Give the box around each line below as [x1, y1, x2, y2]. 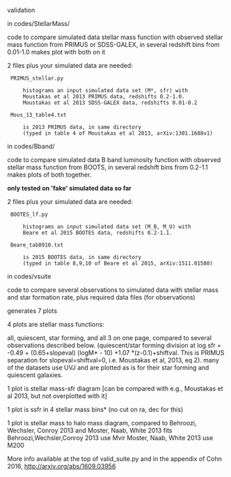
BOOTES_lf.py [10, 211, 49, 218]
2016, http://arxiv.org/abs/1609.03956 [7, 462, 116, 470]
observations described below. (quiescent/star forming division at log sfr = [7, 342, 221, 349]
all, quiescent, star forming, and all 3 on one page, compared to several [7, 334, 212, 342]
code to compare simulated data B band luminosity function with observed [7, 156, 221, 163]
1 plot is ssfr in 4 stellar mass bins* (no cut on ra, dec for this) [7, 405, 184, 413]
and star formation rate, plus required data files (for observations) [7, 293, 196, 301]
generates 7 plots [7, 307, 58, 315]
